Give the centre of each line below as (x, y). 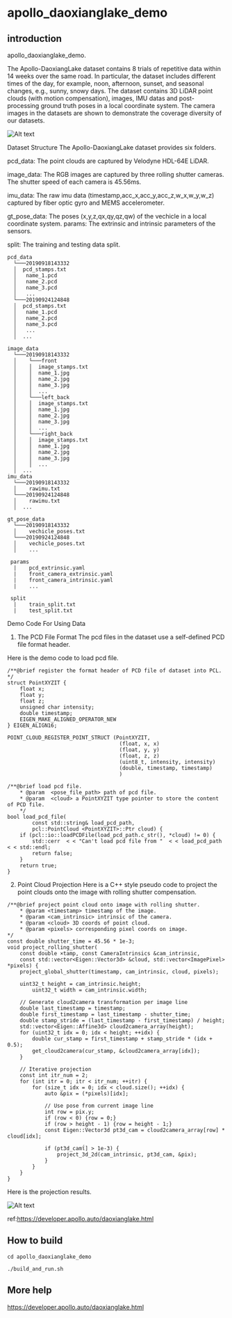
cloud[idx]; (24, 1136)
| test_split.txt (43, 611)
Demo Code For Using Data (46, 623)
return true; (39, 865)
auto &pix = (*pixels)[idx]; (86, 1094)
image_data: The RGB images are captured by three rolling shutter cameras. (116, 174)
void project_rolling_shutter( (52, 948)
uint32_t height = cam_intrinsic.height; (80, 984)
